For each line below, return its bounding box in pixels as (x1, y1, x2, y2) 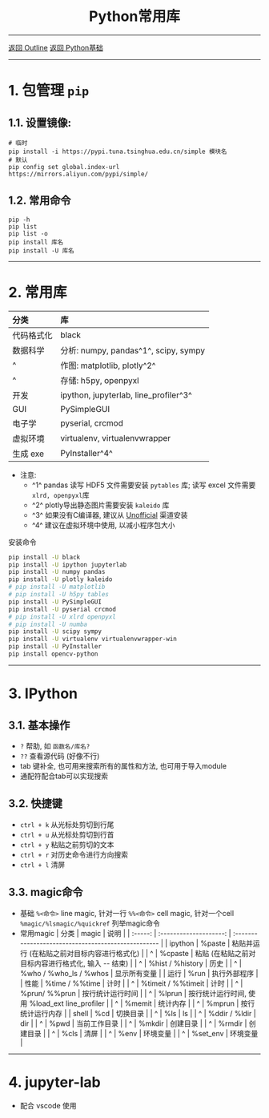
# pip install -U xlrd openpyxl (8, 612, 116, 621)
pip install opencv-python (8, 650, 98, 658)
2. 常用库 (8, 283, 67, 301)
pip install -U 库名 (8, 246, 74, 255)
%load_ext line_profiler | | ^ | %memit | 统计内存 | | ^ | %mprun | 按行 (29, 999, 255, 1008)
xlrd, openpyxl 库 (31, 490, 90, 499)
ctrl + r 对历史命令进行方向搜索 (19, 850, 129, 859)
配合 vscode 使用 (19, 1100, 78, 1110)
